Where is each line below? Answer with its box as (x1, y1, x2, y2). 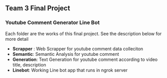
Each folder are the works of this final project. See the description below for (5, 30, 162, 37)
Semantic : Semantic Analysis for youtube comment (12, 51, 119, 57)
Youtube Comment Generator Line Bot (5, 19, 100, 26)
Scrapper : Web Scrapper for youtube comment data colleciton (12, 45, 143, 52)
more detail (5, 36, 29, 42)
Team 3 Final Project (5, 4, 70, 13)
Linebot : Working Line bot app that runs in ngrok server (12, 67, 128, 73)
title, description (12, 61, 46, 67)
